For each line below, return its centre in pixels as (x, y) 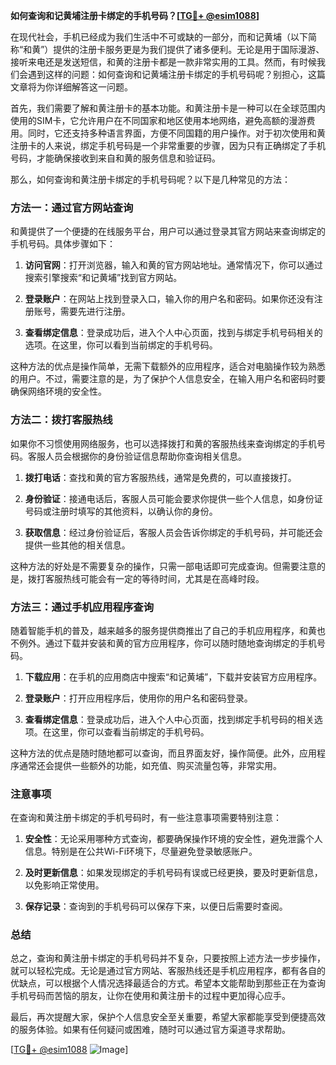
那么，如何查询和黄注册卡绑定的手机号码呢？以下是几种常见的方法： (150, 179)
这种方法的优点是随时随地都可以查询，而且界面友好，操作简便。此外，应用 (163, 753)
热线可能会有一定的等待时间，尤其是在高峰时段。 (163, 578)
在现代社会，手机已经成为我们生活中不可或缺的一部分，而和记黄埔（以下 (159, 37)
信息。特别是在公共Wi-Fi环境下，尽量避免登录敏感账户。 (141, 851)
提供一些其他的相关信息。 (77, 545)
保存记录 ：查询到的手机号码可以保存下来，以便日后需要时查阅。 (156, 906)
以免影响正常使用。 (64, 885)
